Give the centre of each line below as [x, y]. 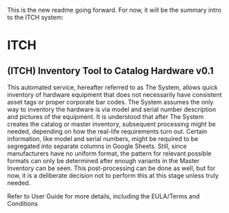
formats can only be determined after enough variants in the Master [103, 161]
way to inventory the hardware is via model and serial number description [112, 109]
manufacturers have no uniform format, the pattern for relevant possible [109, 154]
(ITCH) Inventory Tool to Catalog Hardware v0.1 [110, 71]
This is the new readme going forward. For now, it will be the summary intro [114, 10]
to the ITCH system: [36, 17]
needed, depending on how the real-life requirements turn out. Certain [107, 131]
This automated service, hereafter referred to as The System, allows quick [113, 87]
